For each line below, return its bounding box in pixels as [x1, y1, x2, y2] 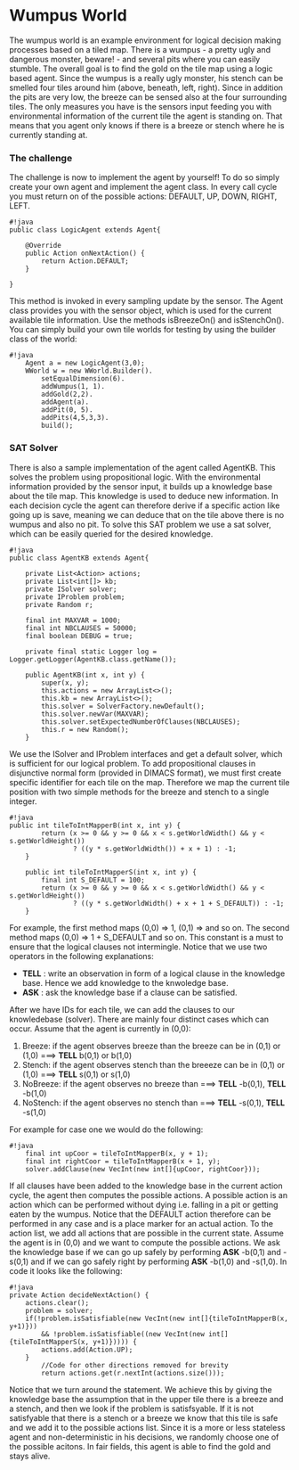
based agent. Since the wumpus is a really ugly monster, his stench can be [9, 72, 284, 83]
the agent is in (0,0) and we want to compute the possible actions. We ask [9, 1236, 280, 1248]
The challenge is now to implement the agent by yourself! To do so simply [9, 172, 280, 183]
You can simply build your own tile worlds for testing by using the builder [9, 324, 277, 335]
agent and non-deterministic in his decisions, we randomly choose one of [9, 1432, 279, 1442]
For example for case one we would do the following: [9, 1124, 204, 1135]
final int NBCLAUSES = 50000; [25, 623, 138, 633]
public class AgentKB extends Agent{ [9, 554, 149, 563]
